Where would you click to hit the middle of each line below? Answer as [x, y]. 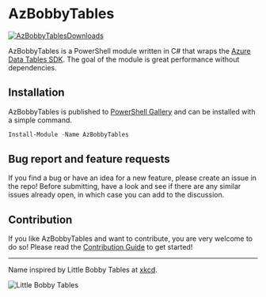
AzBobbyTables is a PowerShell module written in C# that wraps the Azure [129, 51]
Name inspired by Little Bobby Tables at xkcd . [83, 270]
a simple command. [40, 120]
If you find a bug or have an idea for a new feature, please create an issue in [133, 178]
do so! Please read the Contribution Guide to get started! [101, 247]
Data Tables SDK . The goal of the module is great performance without [124, 59]
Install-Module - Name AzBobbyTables [68, 134]
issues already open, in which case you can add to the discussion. [116, 195]
